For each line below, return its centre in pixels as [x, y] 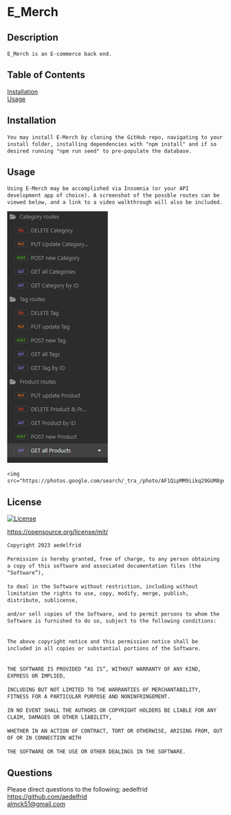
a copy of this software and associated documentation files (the [104, 566]
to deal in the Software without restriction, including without [102, 587]
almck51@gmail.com [36, 804]
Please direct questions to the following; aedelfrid [77, 790]
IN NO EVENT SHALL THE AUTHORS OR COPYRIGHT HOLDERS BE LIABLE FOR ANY [112, 710]
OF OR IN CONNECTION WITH [44, 738]
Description [33, 37]
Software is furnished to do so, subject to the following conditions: [112, 621]
